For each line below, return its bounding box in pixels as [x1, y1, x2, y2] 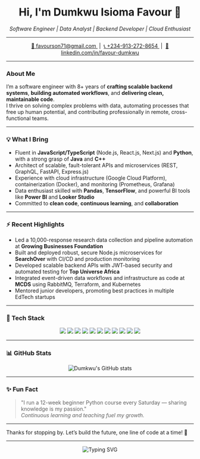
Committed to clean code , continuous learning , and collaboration [14, 199, 179, 207]
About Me [6, 69, 36, 78]
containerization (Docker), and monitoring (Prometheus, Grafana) [14, 180, 175, 187]
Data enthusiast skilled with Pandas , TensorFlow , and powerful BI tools [14, 187, 190, 194]
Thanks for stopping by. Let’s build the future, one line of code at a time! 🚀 [6, 429, 188, 436]
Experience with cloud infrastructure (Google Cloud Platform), [14, 174, 167, 181]
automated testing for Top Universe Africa [14, 268, 120, 275]
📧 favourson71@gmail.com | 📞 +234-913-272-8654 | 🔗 [30, 42, 170, 50]
